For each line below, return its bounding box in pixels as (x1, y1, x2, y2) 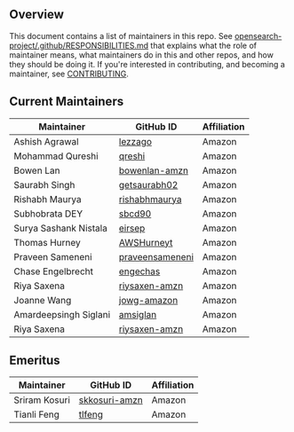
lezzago (118, 135, 153, 147)
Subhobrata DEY (13, 208, 83, 220)
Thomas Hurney (13, 236, 82, 248)
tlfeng (78, 408, 104, 420)
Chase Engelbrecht (13, 265, 94, 278)
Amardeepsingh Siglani (13, 308, 111, 320)
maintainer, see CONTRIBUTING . (9, 68, 129, 79)
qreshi (118, 150, 146, 162)
